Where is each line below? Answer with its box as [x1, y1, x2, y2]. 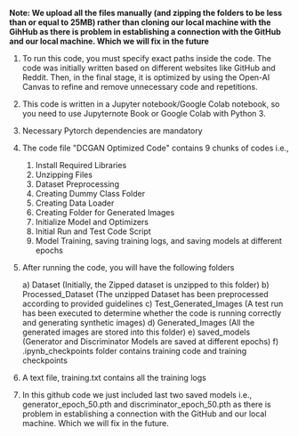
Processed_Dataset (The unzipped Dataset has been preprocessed [21, 289, 269, 299]
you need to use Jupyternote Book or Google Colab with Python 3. [21, 109, 266, 118]
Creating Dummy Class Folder [35, 189, 145, 198]
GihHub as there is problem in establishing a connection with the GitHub [9, 27, 282, 36]
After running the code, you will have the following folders [21, 262, 235, 272]
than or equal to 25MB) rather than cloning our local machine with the [9, 17, 271, 28]
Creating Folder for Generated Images [35, 207, 175, 217]
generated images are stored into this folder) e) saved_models [21, 327, 251, 337]
